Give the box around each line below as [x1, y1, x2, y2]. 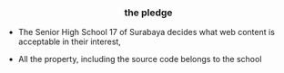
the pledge [124, 6, 173, 19]
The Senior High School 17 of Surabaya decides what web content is [17, 27, 276, 38]
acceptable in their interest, [17, 36, 121, 47]
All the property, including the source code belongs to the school [17, 54, 262, 65]
